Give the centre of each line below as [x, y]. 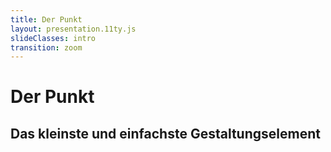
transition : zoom [46, 47]
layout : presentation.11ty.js [73, 29]
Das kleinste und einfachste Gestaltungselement [165, 133]
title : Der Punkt [46, 19]
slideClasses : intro [53, 38]
